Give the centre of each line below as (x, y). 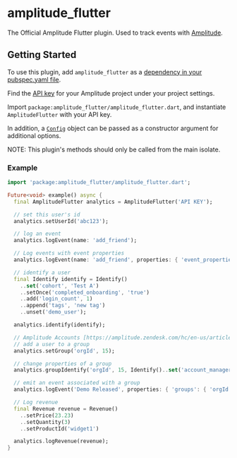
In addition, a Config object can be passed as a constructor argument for (113, 128)
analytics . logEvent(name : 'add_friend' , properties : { (96, 260)
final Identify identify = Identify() (71, 279)
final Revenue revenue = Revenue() (66, 408)
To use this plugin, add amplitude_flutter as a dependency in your (105, 71)
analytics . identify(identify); (60, 325)
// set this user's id (47, 214)
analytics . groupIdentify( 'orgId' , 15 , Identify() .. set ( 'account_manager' (124, 370)
